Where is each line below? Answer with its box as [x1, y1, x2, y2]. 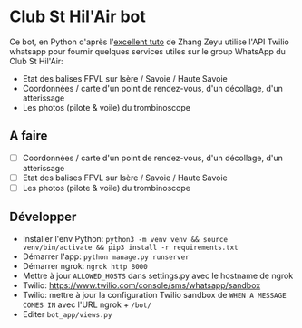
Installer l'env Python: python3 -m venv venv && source [22, 233, 229, 244]
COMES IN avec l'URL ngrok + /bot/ [22, 299, 152, 310]
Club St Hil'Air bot [9, 6, 147, 27]
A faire [9, 129, 48, 144]
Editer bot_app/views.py [22, 308, 112, 319]
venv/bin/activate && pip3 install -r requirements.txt [22, 243, 239, 252]
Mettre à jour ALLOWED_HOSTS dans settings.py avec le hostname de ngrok [22, 270, 294, 281]
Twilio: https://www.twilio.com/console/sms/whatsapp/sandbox [22, 279, 261, 291]
